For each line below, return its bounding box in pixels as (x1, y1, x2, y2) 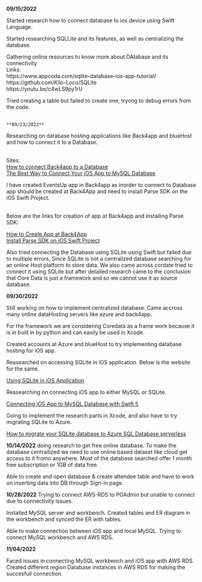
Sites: (6, 157, 21, 164)
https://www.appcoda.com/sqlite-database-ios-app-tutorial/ (6, 73, 157, 79)
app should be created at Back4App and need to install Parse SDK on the (6, 188, 188, 195)
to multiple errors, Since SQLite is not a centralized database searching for (6, 255, 192, 262)
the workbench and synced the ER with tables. (6, 515, 122, 523)
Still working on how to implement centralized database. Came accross (6, 304, 183, 311)
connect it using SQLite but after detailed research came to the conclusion (6, 268, 191, 275)
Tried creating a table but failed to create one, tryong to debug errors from (6, 97, 191, 104)
